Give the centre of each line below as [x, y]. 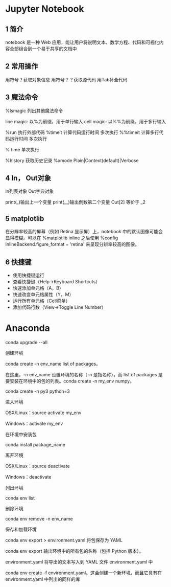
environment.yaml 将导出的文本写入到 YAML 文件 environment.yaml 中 [79, 562]
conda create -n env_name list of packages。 [53, 364]
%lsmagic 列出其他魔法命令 [34, 110]
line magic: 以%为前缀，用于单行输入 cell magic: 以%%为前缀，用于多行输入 [86, 121]
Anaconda [28, 328]
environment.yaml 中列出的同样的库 [43, 579]
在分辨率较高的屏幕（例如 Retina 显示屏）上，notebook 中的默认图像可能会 [84, 232]
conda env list [20, 498]
